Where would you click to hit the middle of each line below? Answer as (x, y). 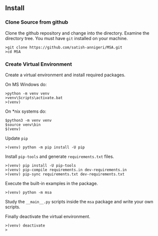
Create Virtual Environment (39, 64)
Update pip (17, 138)
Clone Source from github (37, 22)
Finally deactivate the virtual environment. (48, 216)
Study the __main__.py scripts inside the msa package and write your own (79, 201)
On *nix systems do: (26, 111)
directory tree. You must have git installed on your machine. (67, 38)
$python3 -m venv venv (28, 120)
